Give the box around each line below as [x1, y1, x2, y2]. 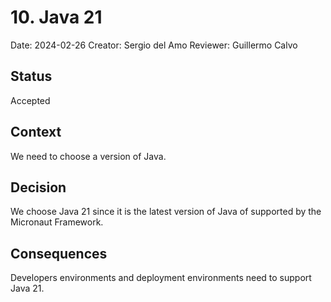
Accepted [10, 94, 51, 106]
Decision [10, 179, 67, 196]
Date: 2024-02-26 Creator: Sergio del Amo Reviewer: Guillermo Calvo [10, 39, 298, 51]
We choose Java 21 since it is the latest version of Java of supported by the [10, 206, 322, 218]
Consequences [10, 245, 108, 262]
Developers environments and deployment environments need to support [10, 272, 312, 284]
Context [10, 124, 62, 141]
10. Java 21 [10, 6, 103, 29]
